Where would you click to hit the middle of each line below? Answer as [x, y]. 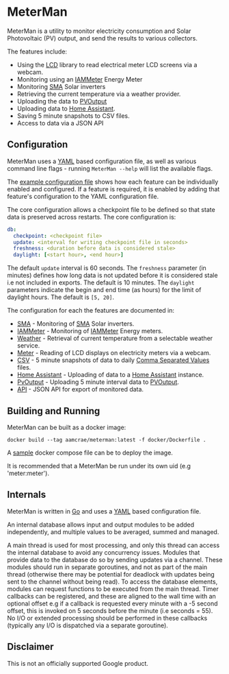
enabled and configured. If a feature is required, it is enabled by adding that [113, 189]
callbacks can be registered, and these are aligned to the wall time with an [112, 596]
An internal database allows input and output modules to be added [101, 525]
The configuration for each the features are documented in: [91, 311]
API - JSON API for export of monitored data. [80, 389]
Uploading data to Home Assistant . [66, 108]
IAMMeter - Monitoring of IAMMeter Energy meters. [90, 331]
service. [28, 346]
